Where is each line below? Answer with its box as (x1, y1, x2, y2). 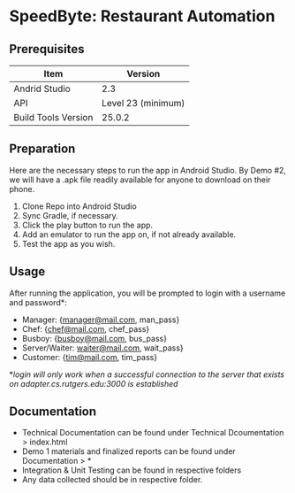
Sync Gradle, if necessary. (21, 210, 119, 220)
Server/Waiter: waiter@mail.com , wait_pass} (21, 343, 184, 353)
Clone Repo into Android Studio (21, 201, 137, 212)
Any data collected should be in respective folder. (21, 474, 203, 485)
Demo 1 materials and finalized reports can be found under (21, 446, 236, 457)
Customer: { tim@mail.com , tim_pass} (21, 351, 157, 362)
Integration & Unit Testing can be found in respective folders (21, 465, 242, 475)
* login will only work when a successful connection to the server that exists (9, 369, 285, 380)
